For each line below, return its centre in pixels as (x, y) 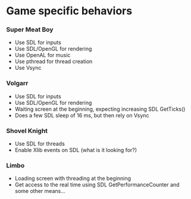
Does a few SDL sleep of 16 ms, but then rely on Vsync (82, 115)
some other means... (40, 191)
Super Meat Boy (30, 30)
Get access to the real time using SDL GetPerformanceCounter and (97, 185)
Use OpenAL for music (43, 55)
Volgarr (17, 83)
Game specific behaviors (69, 11)
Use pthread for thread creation (54, 61)
